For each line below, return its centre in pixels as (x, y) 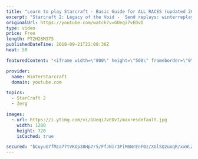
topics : (16, 93)
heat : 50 (17, 50)
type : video (21, 28)
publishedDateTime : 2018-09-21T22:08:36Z (58, 45)
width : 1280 (31, 125)
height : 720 (31, 131)
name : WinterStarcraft (39, 77)
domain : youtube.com (37, 82)
